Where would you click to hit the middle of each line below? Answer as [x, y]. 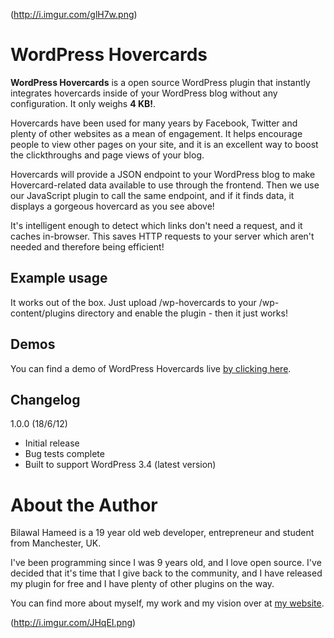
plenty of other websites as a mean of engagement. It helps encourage [156, 133]
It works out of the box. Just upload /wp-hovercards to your [133, 302]
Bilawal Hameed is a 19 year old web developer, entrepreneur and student [162, 533]
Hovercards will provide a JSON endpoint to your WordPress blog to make [163, 174]
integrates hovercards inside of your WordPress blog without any [144, 93]
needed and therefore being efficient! [87, 246]
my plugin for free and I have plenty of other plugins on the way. [142, 584]
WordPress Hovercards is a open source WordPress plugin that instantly [160, 82]
